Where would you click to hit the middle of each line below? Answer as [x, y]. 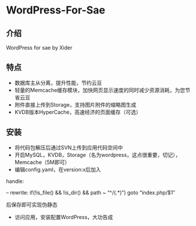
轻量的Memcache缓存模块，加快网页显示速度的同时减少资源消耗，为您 [100, 90]
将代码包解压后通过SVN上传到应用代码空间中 [68, 148]
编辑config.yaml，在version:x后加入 [58, 169]
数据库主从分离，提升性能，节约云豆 [58, 83]
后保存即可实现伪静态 [32, 204]
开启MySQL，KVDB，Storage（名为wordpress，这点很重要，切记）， [97, 155]
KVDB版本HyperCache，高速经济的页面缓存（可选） [78, 112]
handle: [15, 181]
